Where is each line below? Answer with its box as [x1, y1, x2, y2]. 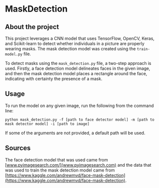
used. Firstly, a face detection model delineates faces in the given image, [5, 65, 151, 71]
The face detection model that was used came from [5, 157, 108, 163]
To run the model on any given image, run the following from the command [5, 103, 154, 109]
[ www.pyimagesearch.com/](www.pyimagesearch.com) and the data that [5, 162, 151, 168]
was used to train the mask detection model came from [5, 167, 115, 173]
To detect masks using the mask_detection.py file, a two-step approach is [5, 61, 151, 66]
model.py [5, 52, 23, 57]
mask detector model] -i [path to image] [5, 121, 90, 126]
